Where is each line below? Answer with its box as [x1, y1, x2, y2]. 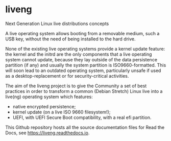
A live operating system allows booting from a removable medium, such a [5, 30, 160, 36]
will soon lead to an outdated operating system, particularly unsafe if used [5, 67, 161, 74]
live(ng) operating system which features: [5, 93, 93, 100]
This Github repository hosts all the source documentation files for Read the [5, 124, 165, 130]
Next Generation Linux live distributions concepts [5, 20, 109, 27]
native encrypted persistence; [12, 103, 76, 109]
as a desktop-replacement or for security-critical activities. [5, 73, 129, 79]
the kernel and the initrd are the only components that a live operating [5, 51, 152, 57]
